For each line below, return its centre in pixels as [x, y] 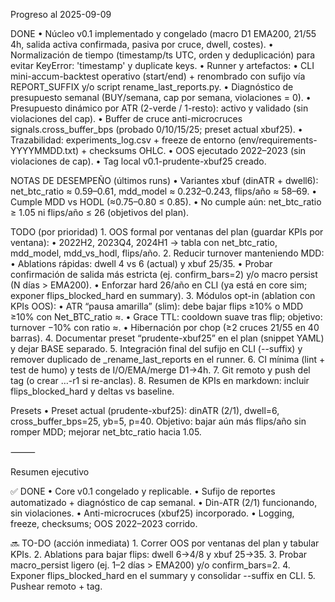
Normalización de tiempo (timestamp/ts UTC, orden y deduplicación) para [163, 55]
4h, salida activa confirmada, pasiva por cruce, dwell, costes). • [142, 44]
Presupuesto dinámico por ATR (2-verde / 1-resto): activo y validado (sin [159, 108]
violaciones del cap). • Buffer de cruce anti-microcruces [126, 118]
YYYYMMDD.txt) [45, 150]
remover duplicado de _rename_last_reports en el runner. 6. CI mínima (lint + [168, 359]
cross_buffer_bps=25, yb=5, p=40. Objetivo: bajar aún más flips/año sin [158, 421]
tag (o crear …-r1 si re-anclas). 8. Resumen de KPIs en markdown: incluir [160, 380]
